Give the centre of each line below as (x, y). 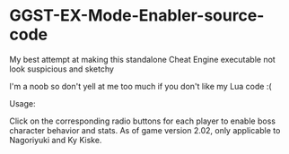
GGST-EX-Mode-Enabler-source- (137, 16)
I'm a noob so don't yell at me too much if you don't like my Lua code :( (140, 86)
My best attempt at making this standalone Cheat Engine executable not (142, 59)
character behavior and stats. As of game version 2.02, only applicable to (145, 130)
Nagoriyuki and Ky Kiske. (56, 140)
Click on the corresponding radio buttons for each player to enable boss (143, 121)
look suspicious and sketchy (62, 69)
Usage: (22, 103)
